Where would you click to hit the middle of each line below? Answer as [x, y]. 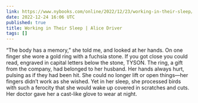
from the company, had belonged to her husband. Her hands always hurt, [95, 69]
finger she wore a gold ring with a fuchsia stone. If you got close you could [97, 57]
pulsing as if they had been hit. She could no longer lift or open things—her [97, 75]
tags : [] [17, 34]
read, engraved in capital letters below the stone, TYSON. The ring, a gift [95, 63]
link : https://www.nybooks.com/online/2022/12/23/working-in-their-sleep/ [100, 11]
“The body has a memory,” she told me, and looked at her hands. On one [95, 50]
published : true [26, 22]
